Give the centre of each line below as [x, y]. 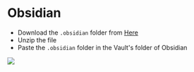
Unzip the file [37, 40]
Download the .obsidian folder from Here [78, 32]
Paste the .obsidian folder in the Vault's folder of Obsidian [102, 47]
